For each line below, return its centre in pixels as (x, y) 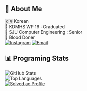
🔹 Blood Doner (20, 37)
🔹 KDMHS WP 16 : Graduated (35, 26)
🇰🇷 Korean (17, 21)
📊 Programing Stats (37, 59)
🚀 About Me (24, 9)
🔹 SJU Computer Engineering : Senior (44, 32)
